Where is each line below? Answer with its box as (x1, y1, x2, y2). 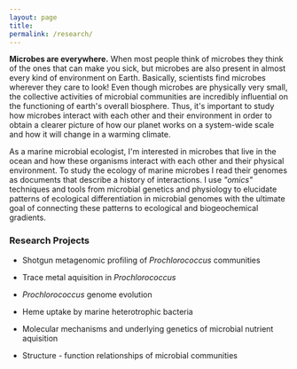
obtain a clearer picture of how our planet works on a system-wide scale (9, 120, 275, 130)
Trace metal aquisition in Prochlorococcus (21, 271, 176, 282)
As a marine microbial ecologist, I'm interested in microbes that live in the (9, 146, 277, 157)
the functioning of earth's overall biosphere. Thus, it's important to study (9, 101, 275, 112)
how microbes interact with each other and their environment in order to (9, 110, 272, 121)
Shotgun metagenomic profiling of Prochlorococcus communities (21, 255, 261, 265)
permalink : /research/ (9, 29, 93, 38)
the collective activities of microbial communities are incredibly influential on (9, 91, 289, 102)
